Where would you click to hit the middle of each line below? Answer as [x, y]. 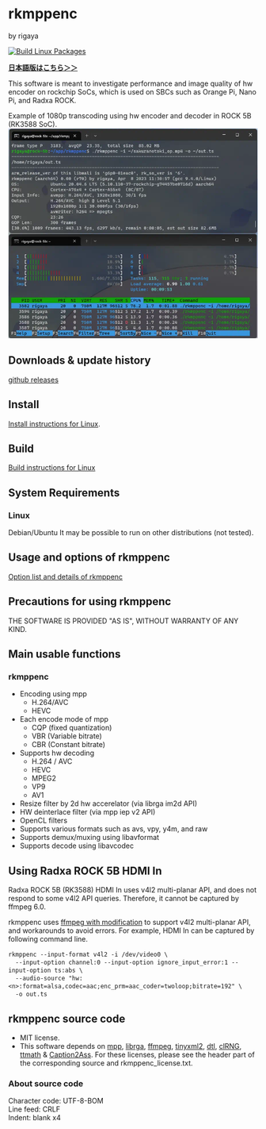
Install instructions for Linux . [54, 424]
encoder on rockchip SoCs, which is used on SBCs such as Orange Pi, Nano [133, 91]
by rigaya [23, 36]
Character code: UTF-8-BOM [56, 1101]
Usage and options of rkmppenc [89, 558]
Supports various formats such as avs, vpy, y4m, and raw [114, 829]
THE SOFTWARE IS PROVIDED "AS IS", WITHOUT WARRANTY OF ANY [123, 621]
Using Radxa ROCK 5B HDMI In [85, 871]
